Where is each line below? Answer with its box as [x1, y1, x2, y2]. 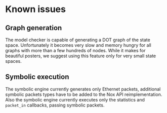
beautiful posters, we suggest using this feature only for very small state [5, 53, 156, 59]
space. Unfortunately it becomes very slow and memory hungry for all [5, 42, 152, 48]
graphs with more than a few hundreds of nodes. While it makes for [5, 48, 146, 53]
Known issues [5, 4, 66, 15]
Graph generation [5, 24, 62, 32]
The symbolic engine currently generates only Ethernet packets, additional [5, 86, 161, 92]
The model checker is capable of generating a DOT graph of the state [5, 37, 150, 43]
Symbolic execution [5, 73, 69, 81]
